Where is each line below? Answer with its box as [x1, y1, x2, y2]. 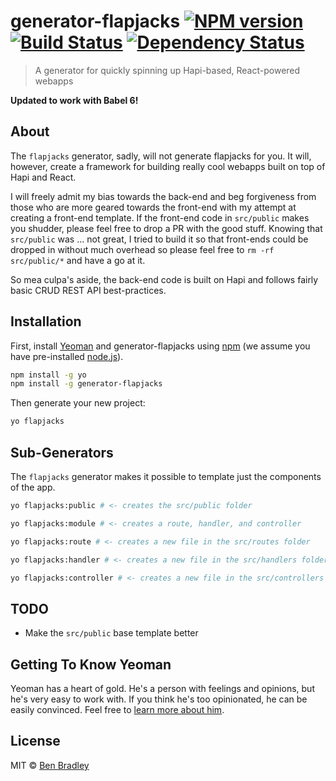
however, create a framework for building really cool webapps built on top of [10, 160, 326, 172]
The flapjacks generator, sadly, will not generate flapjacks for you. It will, [10, 150, 312, 162]
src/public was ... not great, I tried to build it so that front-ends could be [10, 233, 309, 245]
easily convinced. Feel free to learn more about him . [10, 704, 225, 715]
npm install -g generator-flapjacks [10, 379, 163, 389]
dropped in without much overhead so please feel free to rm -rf [10, 243, 275, 255]
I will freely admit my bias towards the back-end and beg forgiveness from [10, 190, 317, 202]
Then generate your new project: [10, 397, 146, 409]
